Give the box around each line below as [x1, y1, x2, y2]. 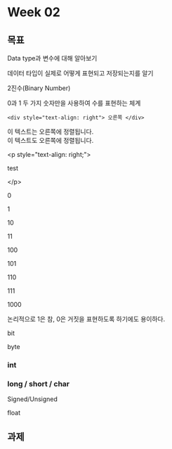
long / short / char [7, 379, 70, 388]
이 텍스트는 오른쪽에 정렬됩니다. [7, 127, 94, 136]
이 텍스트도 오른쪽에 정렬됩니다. [7, 137, 94, 144]
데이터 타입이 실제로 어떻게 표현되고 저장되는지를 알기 [7, 69, 154, 77]
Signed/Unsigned [7, 395, 58, 403]
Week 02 [7, 4, 61, 20]
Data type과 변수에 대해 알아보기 [7, 54, 98, 62]
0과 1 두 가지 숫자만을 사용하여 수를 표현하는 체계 [7, 99, 141, 107]
